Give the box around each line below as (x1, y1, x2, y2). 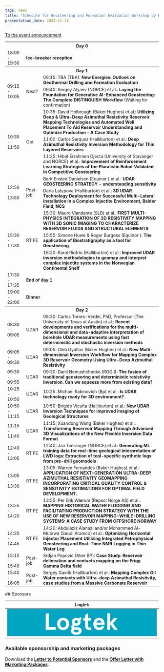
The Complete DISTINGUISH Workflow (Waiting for (43, 97, 148, 102)
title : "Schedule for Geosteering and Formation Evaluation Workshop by (5, 13, 156, 18)
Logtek (75, 602, 89, 608)
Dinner (26, 294, 41, 300)
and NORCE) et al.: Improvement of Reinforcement (43, 158, 147, 164)
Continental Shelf (43, 265, 80, 271)
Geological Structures (43, 414, 89, 419)
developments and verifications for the (43, 324, 124, 330)
